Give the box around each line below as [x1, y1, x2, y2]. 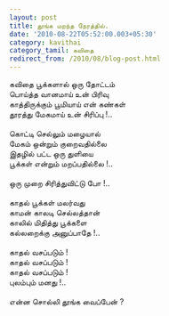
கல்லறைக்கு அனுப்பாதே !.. [9, 228, 101, 238]
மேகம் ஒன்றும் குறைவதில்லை [9, 139, 108, 149]
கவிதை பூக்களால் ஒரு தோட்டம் [9, 79, 116, 89]
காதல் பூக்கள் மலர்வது [9, 198, 86, 207]
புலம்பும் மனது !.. [9, 277, 67, 288]
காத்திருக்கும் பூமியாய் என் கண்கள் [9, 99, 126, 109]
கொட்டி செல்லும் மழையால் [9, 128, 101, 139]
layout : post [9, 12, 58, 22]
